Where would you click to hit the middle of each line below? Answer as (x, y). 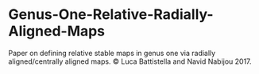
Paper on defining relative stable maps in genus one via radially (112, 53)
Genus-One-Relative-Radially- (111, 15)
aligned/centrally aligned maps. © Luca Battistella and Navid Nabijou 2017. (130, 61)
